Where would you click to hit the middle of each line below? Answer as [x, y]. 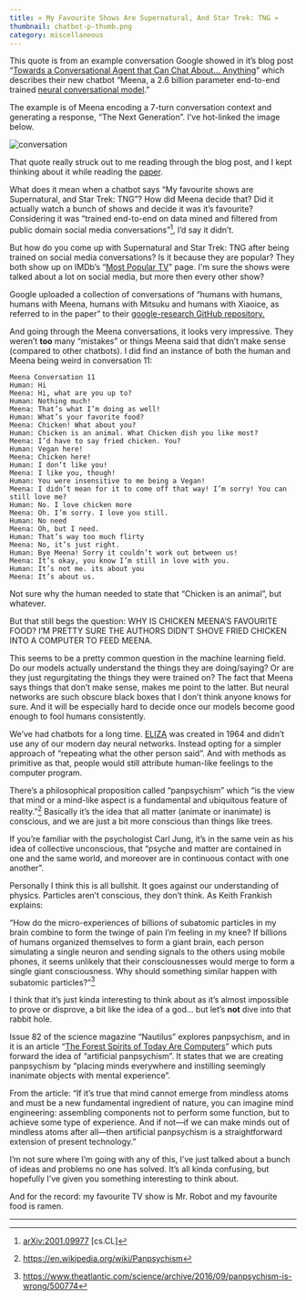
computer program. [46, 773]
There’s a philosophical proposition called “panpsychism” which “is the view [152, 791]
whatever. [28, 604]
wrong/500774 [51, 1286]
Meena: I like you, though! [63, 473]
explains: [26, 905]
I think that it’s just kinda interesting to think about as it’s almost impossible [149, 1000]
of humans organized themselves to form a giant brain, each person [137, 941]
